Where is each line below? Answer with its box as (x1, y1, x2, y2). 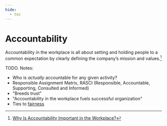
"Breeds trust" (12, 90, 42, 96)
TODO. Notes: (5, 65, 34, 71)
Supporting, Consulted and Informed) (12, 85, 89, 91)
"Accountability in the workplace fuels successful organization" (12, 96, 143, 102)
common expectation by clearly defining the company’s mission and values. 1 (5, 55, 162, 62)
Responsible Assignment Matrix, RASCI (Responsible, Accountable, (12, 80, 151, 86)
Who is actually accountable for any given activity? (12, 75, 118, 81)
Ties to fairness (12, 101, 45, 107)
